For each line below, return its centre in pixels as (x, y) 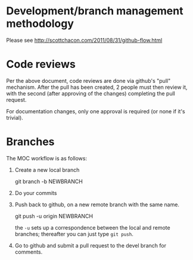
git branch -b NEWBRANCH (49, 181)
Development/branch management (95, 11)
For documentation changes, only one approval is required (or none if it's (96, 111)
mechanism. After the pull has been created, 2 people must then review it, (97, 87)
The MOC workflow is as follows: (47, 158)
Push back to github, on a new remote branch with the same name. (97, 205)
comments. (29, 252)
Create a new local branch (47, 170)
